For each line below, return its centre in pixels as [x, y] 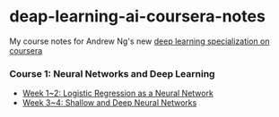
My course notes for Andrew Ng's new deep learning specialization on [139, 41]
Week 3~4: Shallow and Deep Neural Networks [109, 103]
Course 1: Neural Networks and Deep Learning [112, 73]
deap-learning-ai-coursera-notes [138, 17]
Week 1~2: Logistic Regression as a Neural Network [118, 93]
